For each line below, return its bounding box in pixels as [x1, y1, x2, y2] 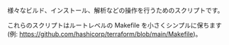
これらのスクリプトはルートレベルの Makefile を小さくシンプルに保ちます [7, 21, 222, 30]
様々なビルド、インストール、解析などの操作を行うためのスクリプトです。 [7, 6, 224, 14]
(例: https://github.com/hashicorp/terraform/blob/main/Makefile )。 [7, 30, 202, 38]
